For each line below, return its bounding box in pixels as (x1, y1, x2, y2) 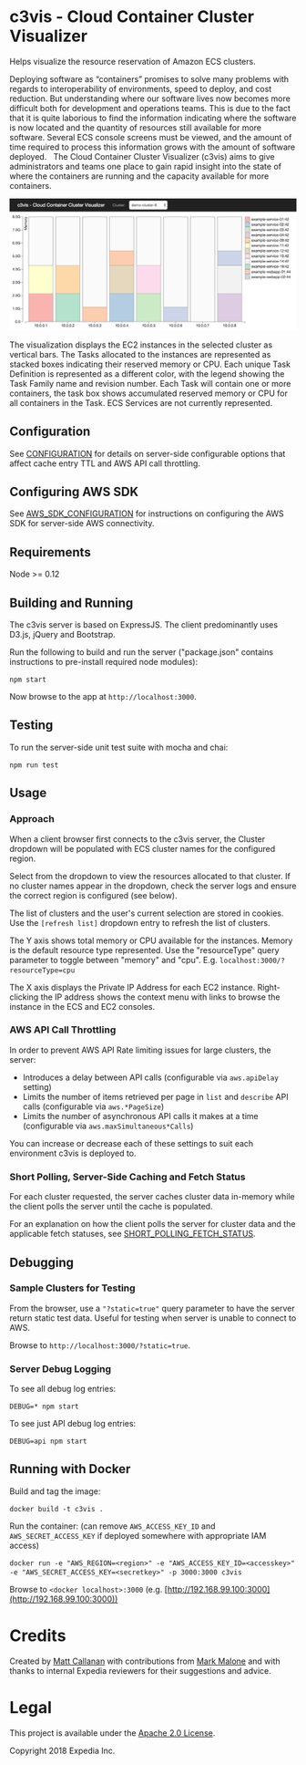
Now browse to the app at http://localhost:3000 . (9, 691, 198, 702)
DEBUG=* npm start (9, 1402, 79, 1411)
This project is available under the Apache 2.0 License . (9, 1727, 216, 1739)
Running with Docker (9, 1461, 131, 1477)
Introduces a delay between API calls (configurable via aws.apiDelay (22, 1072, 280, 1083)
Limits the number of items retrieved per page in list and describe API (22, 1091, 289, 1102)
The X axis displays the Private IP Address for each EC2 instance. (9, 981, 256, 992)
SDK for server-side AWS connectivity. (9, 518, 155, 529)
